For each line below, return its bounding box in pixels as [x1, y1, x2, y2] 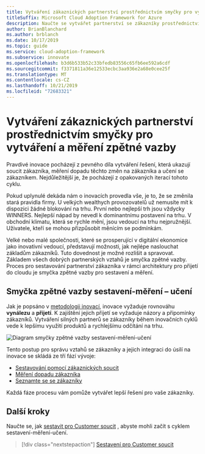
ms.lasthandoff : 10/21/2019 [6, 83, 78, 89]
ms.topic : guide [6, 43, 48, 49]
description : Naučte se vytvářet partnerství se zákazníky [6, 20, 160, 26]
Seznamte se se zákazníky [15, 377, 82, 384]
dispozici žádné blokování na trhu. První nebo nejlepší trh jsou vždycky [6, 205, 185, 212]
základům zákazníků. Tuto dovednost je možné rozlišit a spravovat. [6, 249, 175, 256]
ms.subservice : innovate [6, 54, 70, 60]
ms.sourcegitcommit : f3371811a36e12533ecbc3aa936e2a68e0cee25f [6, 65, 171, 72]
